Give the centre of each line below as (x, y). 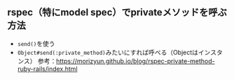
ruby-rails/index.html (48, 69)
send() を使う (36, 43)
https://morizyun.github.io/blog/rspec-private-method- (135, 61)
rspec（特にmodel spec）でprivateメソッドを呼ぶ (117, 13)
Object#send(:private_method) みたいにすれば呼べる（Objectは (108, 52)
